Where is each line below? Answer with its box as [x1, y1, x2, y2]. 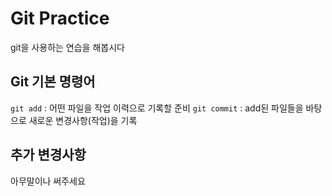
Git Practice [10, 7, 110, 30]
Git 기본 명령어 [10, 73, 96, 91]
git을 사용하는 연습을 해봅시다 [10, 41, 125, 53]
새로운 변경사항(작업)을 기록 [28, 114, 138, 126]
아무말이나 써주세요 [10, 175, 86, 187]
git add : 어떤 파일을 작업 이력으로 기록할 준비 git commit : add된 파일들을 [10, 102, 304, 114]
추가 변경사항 [10, 147, 87, 164]
